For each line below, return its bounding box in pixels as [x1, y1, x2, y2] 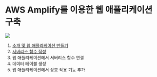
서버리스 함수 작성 [12, 48, 46, 54]
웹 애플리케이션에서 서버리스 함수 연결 [12, 54, 84, 61]
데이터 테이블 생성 [12, 61, 46, 66]
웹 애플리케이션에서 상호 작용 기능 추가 [12, 66, 85, 73]
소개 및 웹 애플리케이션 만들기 [12, 42, 68, 48]
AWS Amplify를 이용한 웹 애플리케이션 [5, 4, 153, 15]
